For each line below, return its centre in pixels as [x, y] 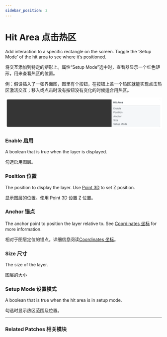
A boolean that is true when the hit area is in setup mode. [64, 300]
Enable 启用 [19, 140]
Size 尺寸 [16, 253]
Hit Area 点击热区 [41, 37]
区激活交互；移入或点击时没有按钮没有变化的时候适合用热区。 [68, 90]
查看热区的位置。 [40, 73]
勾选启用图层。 [20, 162]
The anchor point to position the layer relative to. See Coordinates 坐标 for [81, 224]
